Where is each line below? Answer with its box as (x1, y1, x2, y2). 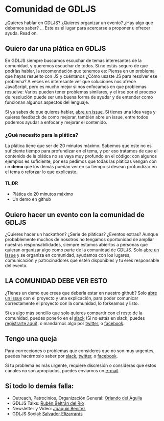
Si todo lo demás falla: (5, 382, 74, 391)
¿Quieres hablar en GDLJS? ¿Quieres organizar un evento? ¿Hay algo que (5, 20, 153, 26)
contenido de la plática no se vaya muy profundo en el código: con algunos (5, 153, 157, 159)
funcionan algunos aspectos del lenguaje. (5, 99, 90, 105)
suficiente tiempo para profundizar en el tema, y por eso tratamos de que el (5, 148, 158, 154)
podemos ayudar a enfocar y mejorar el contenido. (5, 119, 108, 125)
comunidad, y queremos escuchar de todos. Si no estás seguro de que (5, 62, 148, 68)
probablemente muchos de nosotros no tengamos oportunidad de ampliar (5, 237, 154, 242)
